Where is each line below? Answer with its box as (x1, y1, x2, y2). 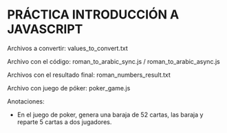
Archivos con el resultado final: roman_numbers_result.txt (7, 71, 171, 79)
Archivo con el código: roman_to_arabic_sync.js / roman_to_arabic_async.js (7, 57, 220, 65)
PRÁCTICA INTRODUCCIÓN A (7, 7, 180, 23)
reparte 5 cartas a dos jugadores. (17, 117, 112, 126)
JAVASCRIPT (7, 21, 83, 37)
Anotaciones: (7, 97, 45, 106)
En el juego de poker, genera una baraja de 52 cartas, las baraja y (17, 110, 204, 119)
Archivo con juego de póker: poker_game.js (7, 84, 131, 92)
